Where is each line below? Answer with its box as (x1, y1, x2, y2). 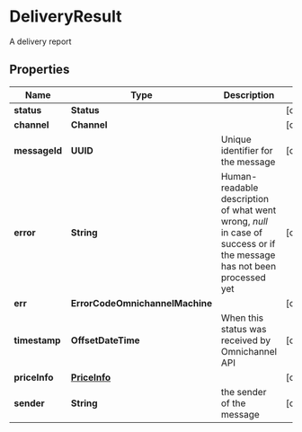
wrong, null (220, 215, 268, 227)
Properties (9, 62, 70, 77)
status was (220, 322, 267, 335)
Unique (220, 133, 252, 145)
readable (220, 181, 259, 194)
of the (220, 397, 246, 410)
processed (220, 271, 267, 284)
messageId (13, 144, 63, 156)
